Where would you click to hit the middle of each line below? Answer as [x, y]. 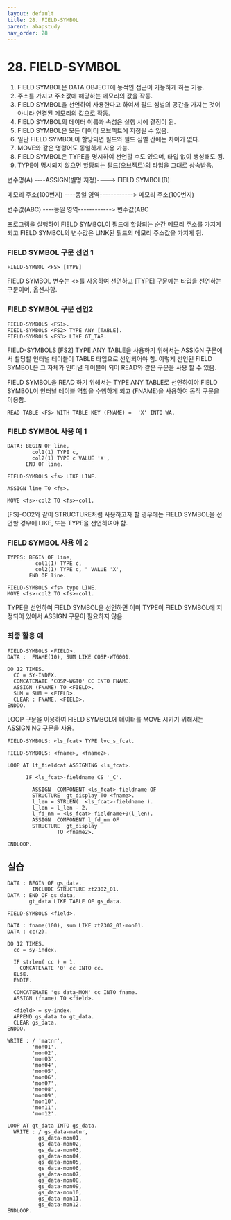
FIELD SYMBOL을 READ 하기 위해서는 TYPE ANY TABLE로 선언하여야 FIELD [112, 382]
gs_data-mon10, [60, 1193]
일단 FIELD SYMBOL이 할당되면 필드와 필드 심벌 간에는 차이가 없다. [108, 139]
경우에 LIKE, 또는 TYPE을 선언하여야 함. [74, 523]
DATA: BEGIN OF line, [38, 446]
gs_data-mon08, [60, 1180]
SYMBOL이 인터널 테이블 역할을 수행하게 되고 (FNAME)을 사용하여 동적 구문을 [113, 391]
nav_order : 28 [28, 33]
